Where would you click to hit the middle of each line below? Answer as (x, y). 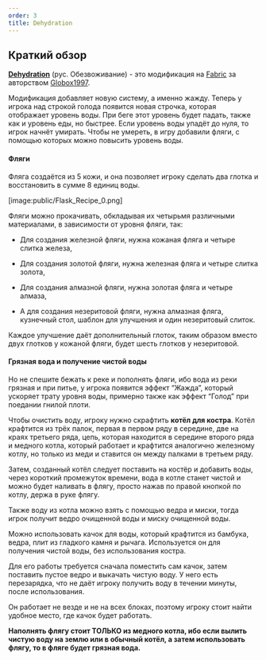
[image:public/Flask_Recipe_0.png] (66, 200)
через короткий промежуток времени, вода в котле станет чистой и (125, 477)
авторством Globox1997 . (49, 83)
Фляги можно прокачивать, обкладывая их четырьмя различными (122, 215)
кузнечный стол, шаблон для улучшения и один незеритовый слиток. (137, 320)
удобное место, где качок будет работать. (80, 615)
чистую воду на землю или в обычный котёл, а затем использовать (127, 639)
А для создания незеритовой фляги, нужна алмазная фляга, (121, 311)
